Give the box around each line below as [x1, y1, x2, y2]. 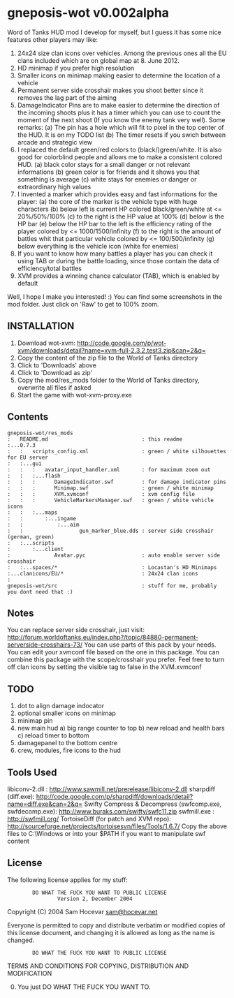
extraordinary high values [17, 182, 92, 191]
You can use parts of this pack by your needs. [83, 640, 217, 649]
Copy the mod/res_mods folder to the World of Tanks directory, [17, 376, 200, 384]
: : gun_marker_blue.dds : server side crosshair [7, 527, 214, 534]
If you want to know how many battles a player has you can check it [17, 249, 213, 258]
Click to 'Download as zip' [17, 368, 93, 376]
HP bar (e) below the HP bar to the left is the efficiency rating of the [17, 219, 212, 228]
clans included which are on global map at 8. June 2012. [17, 56, 180, 64]
